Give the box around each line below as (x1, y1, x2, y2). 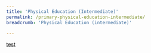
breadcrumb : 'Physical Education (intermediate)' (6, 19, 132, 25)
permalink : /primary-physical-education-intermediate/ (6, 14, 146, 20)
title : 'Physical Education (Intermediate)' (6, 8, 119, 15)
